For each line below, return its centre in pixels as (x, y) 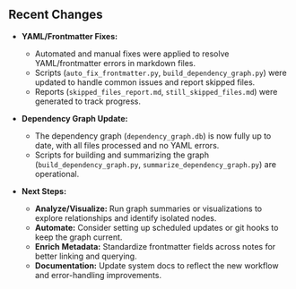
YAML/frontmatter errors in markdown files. (115, 63)
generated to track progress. (87, 101)
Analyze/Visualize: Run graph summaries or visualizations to (148, 208)
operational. (57, 174)
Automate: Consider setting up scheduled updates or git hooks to (157, 227)
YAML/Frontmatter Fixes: (70, 36)
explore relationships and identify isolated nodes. (126, 217)
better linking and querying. (86, 256)
